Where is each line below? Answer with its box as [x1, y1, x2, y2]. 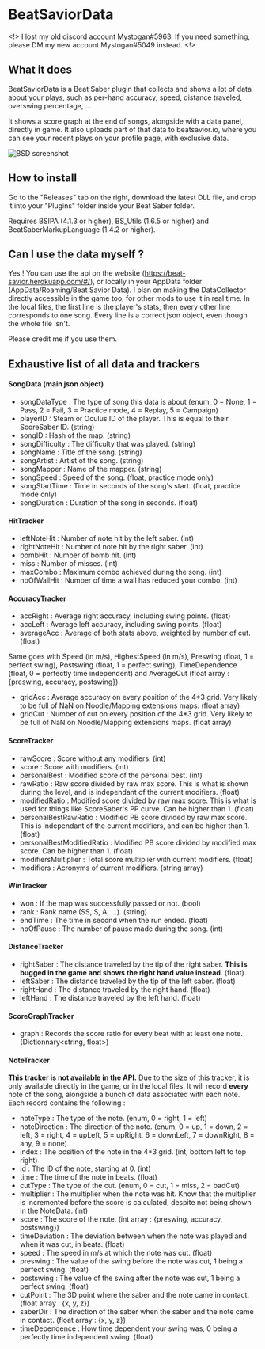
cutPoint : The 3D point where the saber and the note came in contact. [19, 1290, 250, 1300]
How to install [8, 172, 78, 185]
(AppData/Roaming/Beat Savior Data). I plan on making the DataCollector [8, 285, 247, 294]
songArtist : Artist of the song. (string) [19, 455, 144, 465]
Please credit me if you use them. [8, 334, 117, 344]
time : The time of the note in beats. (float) [19, 1172, 158, 1182]
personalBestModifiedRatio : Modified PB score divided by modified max [19, 838, 257, 847]
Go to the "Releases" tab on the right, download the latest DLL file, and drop [8, 192, 256, 202]
